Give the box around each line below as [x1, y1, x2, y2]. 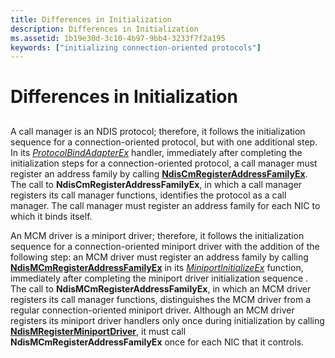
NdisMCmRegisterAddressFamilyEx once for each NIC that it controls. [10, 336, 305, 348]
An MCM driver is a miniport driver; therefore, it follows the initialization [10, 229, 305, 241]
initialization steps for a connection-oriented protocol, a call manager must [10, 157, 318, 169]
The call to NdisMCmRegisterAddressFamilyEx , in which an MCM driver [10, 282, 312, 295]
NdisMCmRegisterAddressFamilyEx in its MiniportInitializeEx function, [10, 261, 304, 273]
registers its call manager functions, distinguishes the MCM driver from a [10, 293, 312, 305]
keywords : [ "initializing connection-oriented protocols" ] [10, 42, 262, 53]
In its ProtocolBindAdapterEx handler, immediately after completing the [10, 146, 303, 158]
